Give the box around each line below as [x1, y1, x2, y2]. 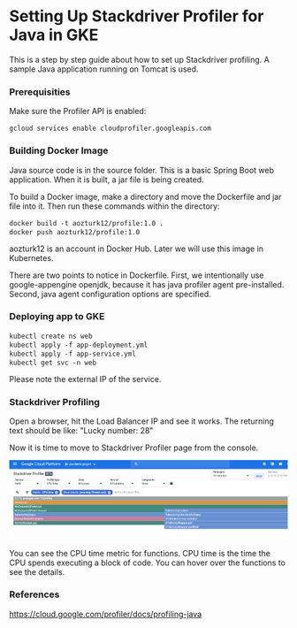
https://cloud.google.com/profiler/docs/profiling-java [9, 609, 202, 619]
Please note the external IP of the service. [9, 373, 162, 384]
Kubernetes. [9, 252, 54, 263]
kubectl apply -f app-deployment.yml [9, 341, 148, 349]
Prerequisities [9, 86, 71, 98]
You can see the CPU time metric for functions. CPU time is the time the [9, 548, 271, 558]
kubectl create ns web [9, 332, 93, 341]
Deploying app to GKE [9, 310, 105, 323]
